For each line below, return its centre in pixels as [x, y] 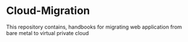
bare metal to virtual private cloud [48, 33]
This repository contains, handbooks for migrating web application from [94, 27]
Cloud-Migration [48, 11]
